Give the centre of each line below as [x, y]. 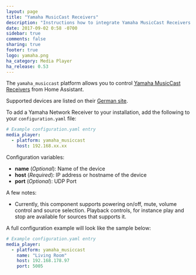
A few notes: [21, 192]
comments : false [26, 39]
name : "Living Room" [42, 255]
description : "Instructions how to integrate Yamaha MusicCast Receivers [99, 22]
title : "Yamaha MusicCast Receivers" [52, 17]
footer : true [22, 50]
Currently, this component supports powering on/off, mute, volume [96, 204]
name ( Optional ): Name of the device [60, 168]
